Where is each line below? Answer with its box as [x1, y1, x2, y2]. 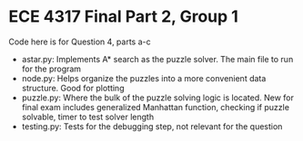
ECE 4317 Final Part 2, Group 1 [8, 6, 238, 27]
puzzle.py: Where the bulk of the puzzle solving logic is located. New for [21, 92, 295, 103]
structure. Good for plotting [21, 82, 125, 93]
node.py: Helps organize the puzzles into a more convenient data [21, 72, 267, 83]
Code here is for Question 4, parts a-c [8, 36, 151, 47]
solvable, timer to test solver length [21, 111, 155, 122]
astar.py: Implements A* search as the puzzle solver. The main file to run [21, 53, 294, 64]
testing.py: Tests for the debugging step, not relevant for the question [21, 120, 283, 132]
